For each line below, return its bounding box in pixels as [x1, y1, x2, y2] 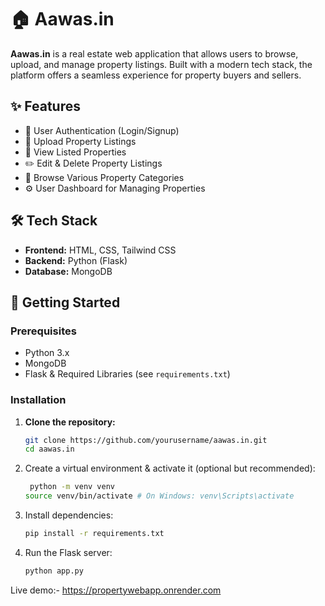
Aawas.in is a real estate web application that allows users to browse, [10, 47, 299, 60]
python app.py [24, 566, 84, 576]
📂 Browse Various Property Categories [24, 171, 185, 183]
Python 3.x [24, 347, 70, 359]
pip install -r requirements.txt [24, 529, 165, 539]
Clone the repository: [24, 416, 116, 428]
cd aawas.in [24, 444, 75, 455]
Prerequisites [10, 324, 77, 338]
